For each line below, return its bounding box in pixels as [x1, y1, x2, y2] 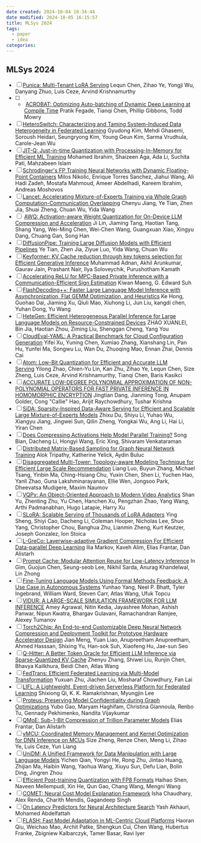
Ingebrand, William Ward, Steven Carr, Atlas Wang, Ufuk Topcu [14, 590, 171, 597]
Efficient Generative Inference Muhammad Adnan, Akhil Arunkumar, [14, 259, 183, 266]
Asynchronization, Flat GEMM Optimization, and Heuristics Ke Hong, [14, 292, 184, 299]
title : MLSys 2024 [6, 20, 52, 26]
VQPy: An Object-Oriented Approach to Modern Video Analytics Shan [22, 491, 195, 498]
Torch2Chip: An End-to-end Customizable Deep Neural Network [22, 623, 182, 630]
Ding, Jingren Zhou [14, 769, 63, 776]
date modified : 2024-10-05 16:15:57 [6, 14, 98, 20]
